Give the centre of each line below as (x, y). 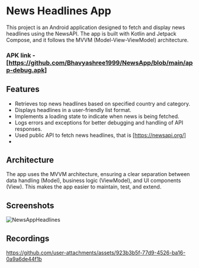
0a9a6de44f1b (24, 259)
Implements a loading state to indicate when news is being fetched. (97, 116)
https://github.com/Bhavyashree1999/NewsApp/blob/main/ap (101, 62)
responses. (28, 129)
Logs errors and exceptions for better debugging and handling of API (99, 122)
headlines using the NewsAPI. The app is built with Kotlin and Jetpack (91, 33)
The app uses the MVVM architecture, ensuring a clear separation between (98, 174)
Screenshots (30, 205)
